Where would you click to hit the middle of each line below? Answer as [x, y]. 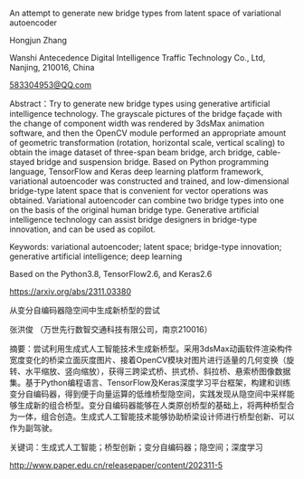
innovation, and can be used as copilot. [83, 229]
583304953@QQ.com [51, 85]
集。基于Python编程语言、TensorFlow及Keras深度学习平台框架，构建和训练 [150, 383]
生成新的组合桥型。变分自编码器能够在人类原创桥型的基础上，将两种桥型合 [156, 405]
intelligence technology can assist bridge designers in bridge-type [133, 220]
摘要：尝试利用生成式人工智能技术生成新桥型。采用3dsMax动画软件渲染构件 [151, 349]
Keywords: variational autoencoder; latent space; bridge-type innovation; [146, 247]
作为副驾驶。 [33, 428]
